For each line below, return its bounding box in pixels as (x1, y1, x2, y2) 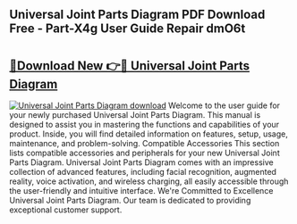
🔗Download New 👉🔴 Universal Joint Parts (9, 58, 250, 73)
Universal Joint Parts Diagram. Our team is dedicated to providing (9, 195, 251, 205)
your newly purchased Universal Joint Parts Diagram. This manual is (9, 110, 261, 120)
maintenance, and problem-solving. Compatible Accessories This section (9, 138, 280, 148)
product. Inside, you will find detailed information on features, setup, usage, (9, 129, 288, 139)
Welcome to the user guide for (168, 100, 280, 111)
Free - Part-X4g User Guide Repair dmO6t (9, 21, 246, 37)
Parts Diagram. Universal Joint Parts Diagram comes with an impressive (9, 157, 275, 168)
